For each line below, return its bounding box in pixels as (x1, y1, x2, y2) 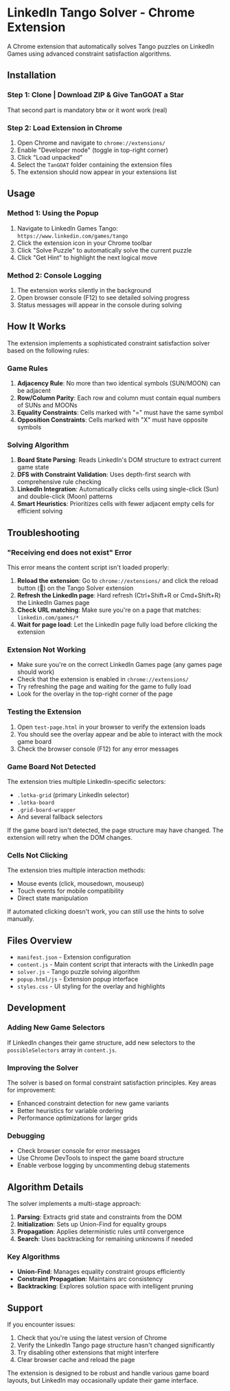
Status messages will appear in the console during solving (16, 301, 182, 309)
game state (16, 463, 49, 471)
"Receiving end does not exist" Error (7, 547, 133, 557)
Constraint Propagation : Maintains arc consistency (16, 1275, 163, 1283)
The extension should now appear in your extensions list (16, 167, 177, 176)
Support (7, 1302, 43, 1314)
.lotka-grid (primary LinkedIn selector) (16, 790, 130, 799)
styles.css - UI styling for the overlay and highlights (16, 982, 165, 990)
